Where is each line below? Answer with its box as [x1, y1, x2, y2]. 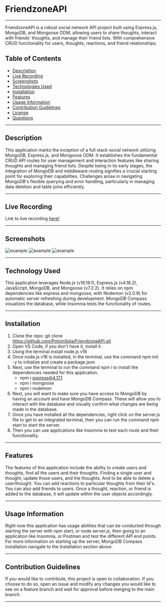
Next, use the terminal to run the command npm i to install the [12, 364, 138, 370]
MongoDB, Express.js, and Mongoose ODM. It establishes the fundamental [5, 152, 157, 158]
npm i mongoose [19, 380, 54, 386]
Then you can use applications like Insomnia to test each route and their [12, 427, 159, 433]
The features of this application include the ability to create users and [5, 464, 147, 470]
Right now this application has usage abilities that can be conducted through [5, 523, 161, 529]
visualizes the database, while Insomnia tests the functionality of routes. [5, 301, 152, 307]
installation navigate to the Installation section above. [5, 544, 113, 550]
